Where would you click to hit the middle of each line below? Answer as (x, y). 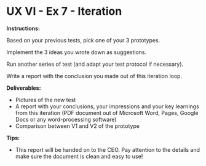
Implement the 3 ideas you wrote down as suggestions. (77, 52)
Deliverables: (24, 88)
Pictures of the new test (46, 100)
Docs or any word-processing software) (66, 119)
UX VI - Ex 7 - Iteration (64, 11)
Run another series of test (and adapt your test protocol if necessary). (95, 64)
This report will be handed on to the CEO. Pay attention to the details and (108, 149)
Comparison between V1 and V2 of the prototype (77, 126)
